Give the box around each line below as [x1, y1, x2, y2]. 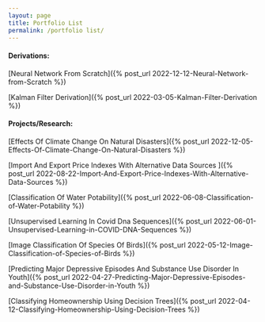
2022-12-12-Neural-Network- [152, 68, 249, 78]
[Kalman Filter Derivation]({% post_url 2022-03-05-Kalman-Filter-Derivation [8, 92, 258, 102]
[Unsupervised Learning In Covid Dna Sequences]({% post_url [8, 216, 212, 226]
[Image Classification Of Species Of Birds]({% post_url [8, 240, 186, 250]
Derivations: [8, 51, 50, 60]
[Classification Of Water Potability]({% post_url [8, 192, 161, 202]
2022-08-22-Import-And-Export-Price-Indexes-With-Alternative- [36, 168, 249, 178]
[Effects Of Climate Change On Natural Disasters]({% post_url [8, 136, 210, 146]
